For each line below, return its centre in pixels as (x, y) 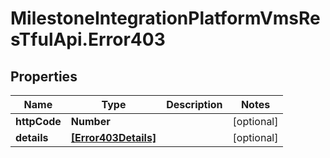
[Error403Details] (113, 137)
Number (90, 121)
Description (194, 104)
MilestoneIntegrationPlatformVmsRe (165, 18)
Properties (44, 76)
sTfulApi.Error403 (88, 39)
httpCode (38, 121)
